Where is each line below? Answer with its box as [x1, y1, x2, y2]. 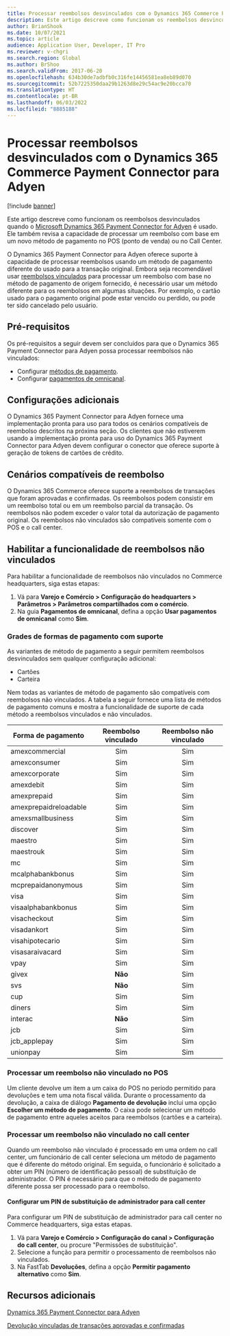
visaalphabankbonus [10, 903, 77, 912]
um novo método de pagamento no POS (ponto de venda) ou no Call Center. [7, 237, 222, 245]
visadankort [10, 925, 49, 935]
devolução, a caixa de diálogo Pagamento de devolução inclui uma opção [7, 1098, 217, 1106]
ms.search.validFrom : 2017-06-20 [7, 67, 103, 74]
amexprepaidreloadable [10, 802, 87, 812]
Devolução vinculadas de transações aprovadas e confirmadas [7, 1321, 185, 1329]
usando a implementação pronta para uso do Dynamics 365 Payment [7, 434, 203, 442]
